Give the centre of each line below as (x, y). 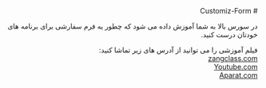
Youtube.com (236, 67)
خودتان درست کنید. (229, 34)
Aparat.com (238, 75)
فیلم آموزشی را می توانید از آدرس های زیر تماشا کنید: (178, 50)
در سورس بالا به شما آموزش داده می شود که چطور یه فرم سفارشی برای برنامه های (133, 26)
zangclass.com (233, 58)
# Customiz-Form (229, 11)
